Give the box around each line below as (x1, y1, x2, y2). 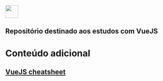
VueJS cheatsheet (5, 67, 66, 76)
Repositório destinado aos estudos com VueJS (5, 27, 158, 36)
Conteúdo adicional (5, 47, 91, 59)
